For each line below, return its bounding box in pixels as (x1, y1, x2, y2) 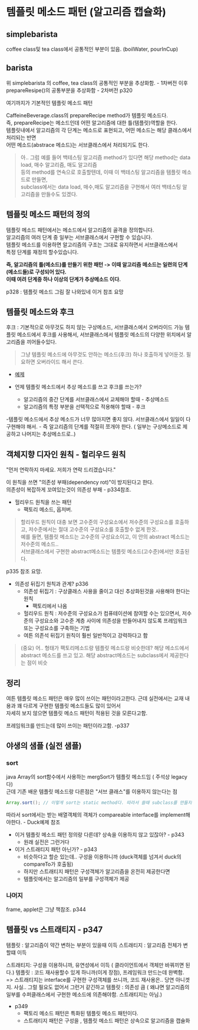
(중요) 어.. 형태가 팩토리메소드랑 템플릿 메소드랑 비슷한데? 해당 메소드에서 (20, 645, 190, 652)
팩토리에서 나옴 (32, 602, 68, 610)
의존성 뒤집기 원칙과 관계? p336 (14, 580, 88, 587)
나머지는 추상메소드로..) (21, 431, 76, 438)
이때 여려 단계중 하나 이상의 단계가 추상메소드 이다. (6, 275, 121, 283)
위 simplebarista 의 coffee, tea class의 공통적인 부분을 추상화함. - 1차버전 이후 (6, 79, 189, 86)
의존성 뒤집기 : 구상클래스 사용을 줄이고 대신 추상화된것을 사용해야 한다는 (23, 587, 190, 595)
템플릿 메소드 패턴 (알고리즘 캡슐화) (6, 5, 167, 19)
